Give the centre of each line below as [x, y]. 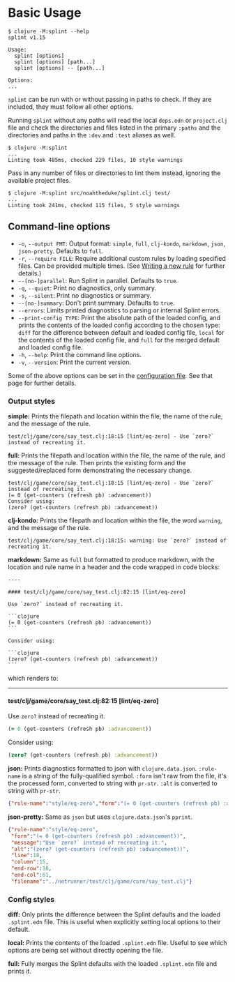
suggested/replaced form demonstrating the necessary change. [100, 470]
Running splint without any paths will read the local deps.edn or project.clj [118, 120]
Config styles [31, 899]
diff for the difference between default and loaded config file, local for [121, 332]
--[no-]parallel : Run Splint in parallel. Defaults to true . [98, 280]
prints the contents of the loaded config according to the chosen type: [119, 325]
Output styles [31, 401]
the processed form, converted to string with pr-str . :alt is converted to [113, 783]
